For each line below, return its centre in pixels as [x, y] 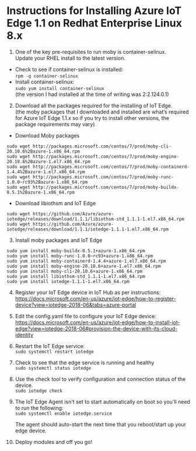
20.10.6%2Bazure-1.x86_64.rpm [43, 151]
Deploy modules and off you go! [54, 442]
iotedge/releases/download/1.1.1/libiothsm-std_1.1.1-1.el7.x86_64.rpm [95, 219]
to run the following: [39, 408]
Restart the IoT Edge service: [50, 346]
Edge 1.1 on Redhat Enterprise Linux [94, 23]
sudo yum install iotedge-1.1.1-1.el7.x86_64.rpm [68, 281]
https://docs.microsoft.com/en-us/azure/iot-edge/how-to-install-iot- [97, 322]
